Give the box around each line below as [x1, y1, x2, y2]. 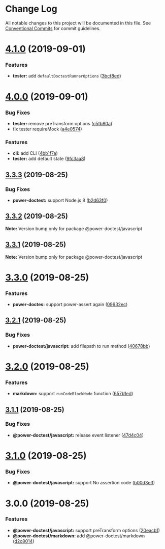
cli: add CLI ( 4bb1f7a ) [12, 150, 58, 156]
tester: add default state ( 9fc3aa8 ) [12, 156, 86, 162]
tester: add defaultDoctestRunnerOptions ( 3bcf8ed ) [12, 73, 121, 79]
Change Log [5, 3, 57, 15]
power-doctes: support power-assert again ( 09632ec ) [12, 301, 128, 307]
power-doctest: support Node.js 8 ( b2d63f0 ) [12, 197, 108, 203]
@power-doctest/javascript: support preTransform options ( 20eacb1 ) [12, 527, 160, 533]
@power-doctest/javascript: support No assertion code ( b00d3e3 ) [12, 480, 155, 486]
